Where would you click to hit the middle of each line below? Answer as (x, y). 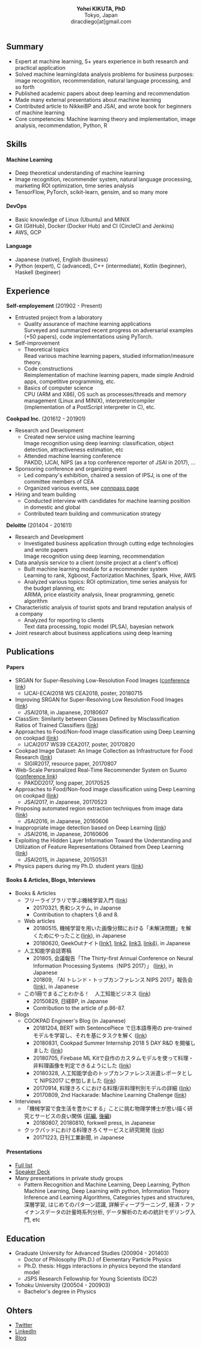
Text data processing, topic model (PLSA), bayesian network (99, 627)
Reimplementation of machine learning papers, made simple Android (109, 375)
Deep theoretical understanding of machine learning (80, 173)
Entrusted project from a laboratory (59, 317)
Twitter (24, 1325)
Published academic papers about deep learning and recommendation (102, 93)
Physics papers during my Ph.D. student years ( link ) (79, 866)
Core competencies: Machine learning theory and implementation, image (105, 119)
